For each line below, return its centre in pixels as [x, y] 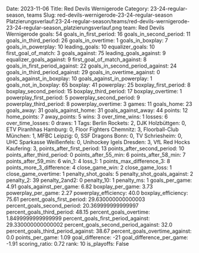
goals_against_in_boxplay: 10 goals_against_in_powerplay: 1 [79, 78]
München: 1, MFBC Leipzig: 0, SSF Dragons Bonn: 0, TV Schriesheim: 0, [94, 136]
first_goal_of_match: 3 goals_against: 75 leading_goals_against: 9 [86, 53]
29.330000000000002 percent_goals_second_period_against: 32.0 [89, 225]
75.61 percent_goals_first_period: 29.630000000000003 [76, 199]
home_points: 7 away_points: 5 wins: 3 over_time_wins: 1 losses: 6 [87, 117]
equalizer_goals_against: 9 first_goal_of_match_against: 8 [77, 60]
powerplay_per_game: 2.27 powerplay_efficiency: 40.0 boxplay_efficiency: [97, 193]
